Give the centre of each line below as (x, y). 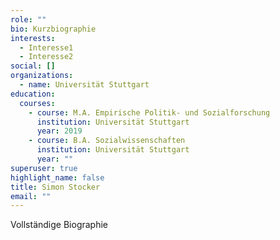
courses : (37, 103)
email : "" (31, 196)
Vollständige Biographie (59, 225)
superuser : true (44, 168)
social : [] (33, 66)
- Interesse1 (46, 47)
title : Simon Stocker (55, 187)
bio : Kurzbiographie (53, 29)
